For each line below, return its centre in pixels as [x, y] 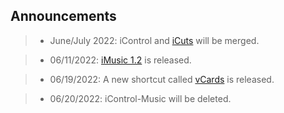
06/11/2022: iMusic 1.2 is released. [120, 60]
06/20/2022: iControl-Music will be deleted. [140, 98]
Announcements [63, 16]
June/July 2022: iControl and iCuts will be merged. [154, 40]
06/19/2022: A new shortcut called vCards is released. [162, 79]
